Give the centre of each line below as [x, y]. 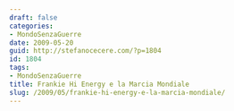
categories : [31, 26]
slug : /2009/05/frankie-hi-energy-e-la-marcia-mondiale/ [117, 92]
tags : [19, 68]
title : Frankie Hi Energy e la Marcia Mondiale [100, 84]
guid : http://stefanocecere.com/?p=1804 [86, 51]
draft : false [33, 17]
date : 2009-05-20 [42, 43]
